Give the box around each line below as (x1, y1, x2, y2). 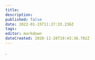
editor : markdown (5, 31, 42, 36)
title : (5, 7, 19, 13)
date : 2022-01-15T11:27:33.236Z (5, 21, 74, 27)
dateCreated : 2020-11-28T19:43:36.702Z (5, 36, 90, 41)
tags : (5, 26, 17, 32)
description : (5, 12, 33, 17)
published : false (5, 17, 42, 22)
